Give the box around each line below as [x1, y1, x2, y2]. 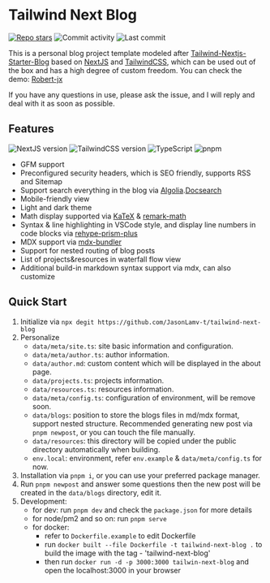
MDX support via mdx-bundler [19, 237, 122, 247]
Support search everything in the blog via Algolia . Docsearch [19, 185, 222, 195]
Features [8, 122, 54, 136]
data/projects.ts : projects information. [32, 375, 165, 385]
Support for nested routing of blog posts [19, 245, 156, 255]
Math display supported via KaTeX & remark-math [19, 211, 186, 221]
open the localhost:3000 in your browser [44, 565, 181, 575]
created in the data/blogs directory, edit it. [19, 487, 162, 497]
